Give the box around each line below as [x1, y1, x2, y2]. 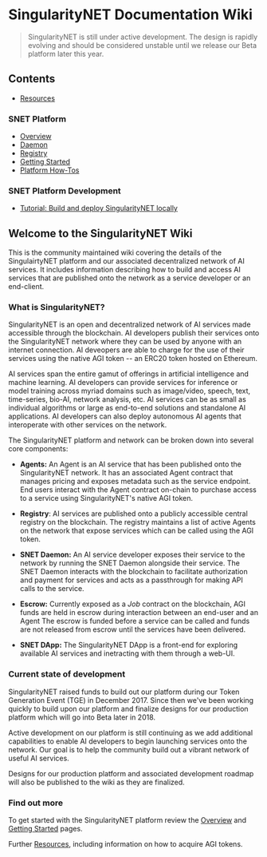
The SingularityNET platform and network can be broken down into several [8, 435, 254, 445]
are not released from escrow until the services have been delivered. [19, 625, 246, 634]
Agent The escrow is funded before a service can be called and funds [19, 617, 250, 626]
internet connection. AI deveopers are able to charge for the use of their [8, 345, 245, 355]
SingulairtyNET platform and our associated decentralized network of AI [8, 256, 245, 266]
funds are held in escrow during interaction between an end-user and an [19, 608, 259, 617]
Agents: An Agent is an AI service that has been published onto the [19, 459, 241, 469]
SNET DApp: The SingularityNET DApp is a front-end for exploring [19, 641, 238, 650]
